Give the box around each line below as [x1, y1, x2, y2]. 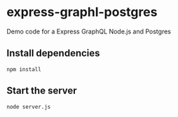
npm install [6, 65, 41, 73]
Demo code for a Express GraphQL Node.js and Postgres [6, 27, 171, 36]
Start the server [6, 85, 78, 97]
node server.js [6, 103, 51, 110]
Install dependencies [6, 47, 100, 59]
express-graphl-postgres [6, 4, 158, 20]
